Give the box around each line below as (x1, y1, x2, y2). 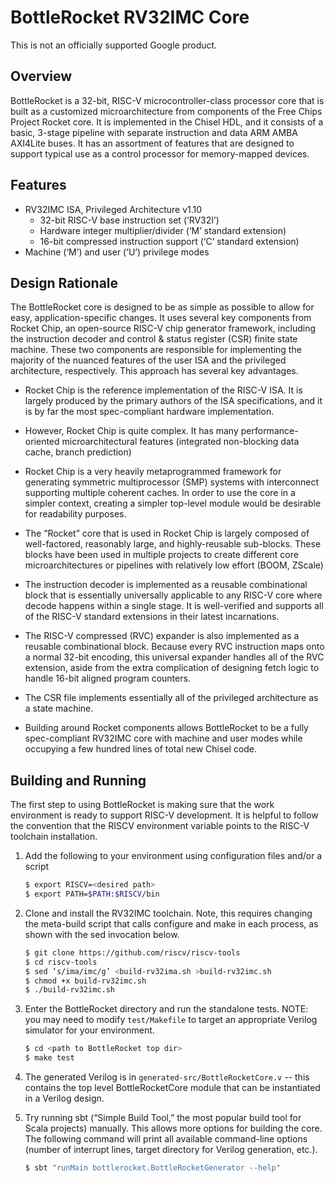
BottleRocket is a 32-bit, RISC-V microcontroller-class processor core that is (10, 94, 325, 106)
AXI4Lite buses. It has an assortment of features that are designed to (10, 137, 295, 149)
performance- (240, 425, 299, 437)
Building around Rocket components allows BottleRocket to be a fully (24, 722, 309, 734)
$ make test (24, 1053, 75, 1063)
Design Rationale (10, 274, 119, 291)
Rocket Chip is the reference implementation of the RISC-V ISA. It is (24, 384, 303, 396)
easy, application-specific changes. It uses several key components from (10, 312, 312, 324)
